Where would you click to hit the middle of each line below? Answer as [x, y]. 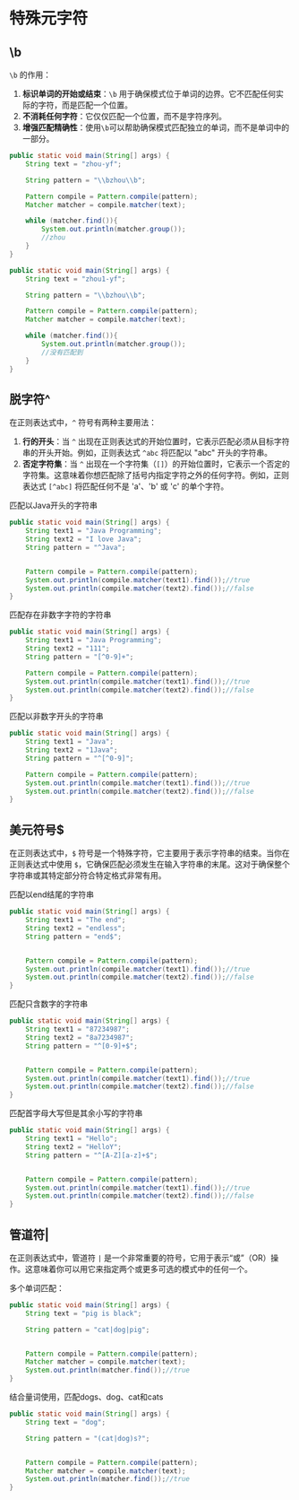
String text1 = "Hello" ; [72, 1138]
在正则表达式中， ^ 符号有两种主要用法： [83, 423]
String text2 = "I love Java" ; [84, 539]
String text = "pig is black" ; [84, 1313]
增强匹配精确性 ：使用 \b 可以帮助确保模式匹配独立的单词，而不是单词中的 [156, 127]
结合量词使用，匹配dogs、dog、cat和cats [86, 1397]
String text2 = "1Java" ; [72, 750]
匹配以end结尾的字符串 [52, 894]
